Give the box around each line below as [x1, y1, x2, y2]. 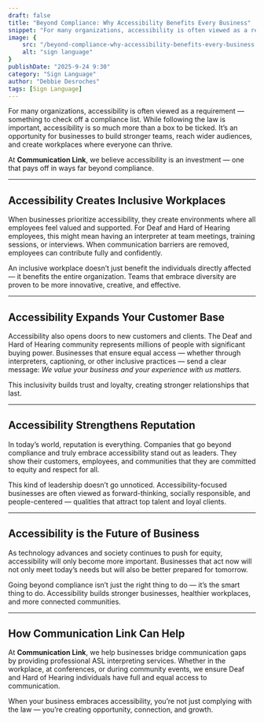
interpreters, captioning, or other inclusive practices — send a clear [8, 356, 227, 366]
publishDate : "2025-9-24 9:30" [8, 63, 111, 71]
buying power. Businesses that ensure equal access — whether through [8, 348, 241, 357]
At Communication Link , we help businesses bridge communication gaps [8, 648, 247, 657]
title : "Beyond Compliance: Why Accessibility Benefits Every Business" [8, 19, 251, 27]
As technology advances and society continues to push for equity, [8, 548, 223, 557]
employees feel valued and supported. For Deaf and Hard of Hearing [8, 223, 230, 233]
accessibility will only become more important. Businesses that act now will [8, 556, 252, 566]
